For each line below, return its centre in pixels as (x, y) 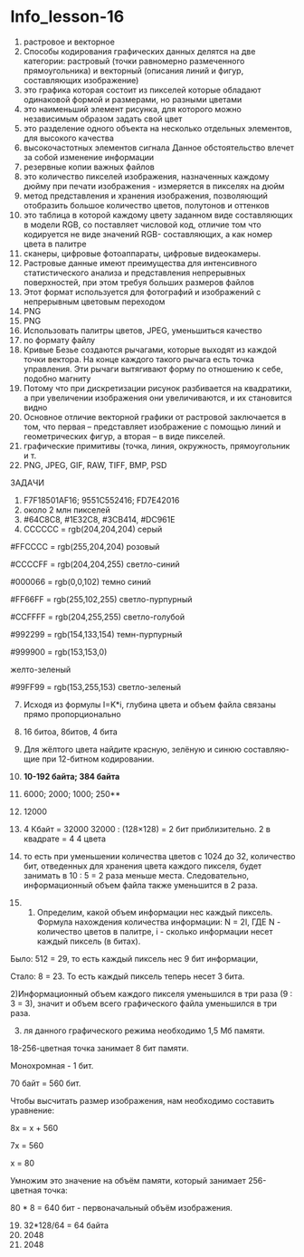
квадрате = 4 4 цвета (65, 839)
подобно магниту (57, 379)
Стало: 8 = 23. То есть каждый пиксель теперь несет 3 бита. (128, 976)
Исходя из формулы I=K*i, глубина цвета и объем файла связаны (150, 705)
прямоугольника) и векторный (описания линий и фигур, (133, 71)
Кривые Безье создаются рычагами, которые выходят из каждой (150, 350)
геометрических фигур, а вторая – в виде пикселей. (124, 436)
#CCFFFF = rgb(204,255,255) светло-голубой (98, 617)
